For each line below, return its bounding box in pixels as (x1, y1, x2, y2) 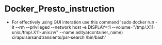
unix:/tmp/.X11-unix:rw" (11, 29, 59, 35)
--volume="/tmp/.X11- (112, 24, 156, 30)
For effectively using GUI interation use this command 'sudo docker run (11, 19, 155, 25)
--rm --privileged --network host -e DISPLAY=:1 (15, 24, 111, 30)
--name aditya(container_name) (59, 29, 123, 35)
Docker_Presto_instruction (4, 3, 115, 14)
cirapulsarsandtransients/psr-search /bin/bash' (11, 34, 106, 40)
